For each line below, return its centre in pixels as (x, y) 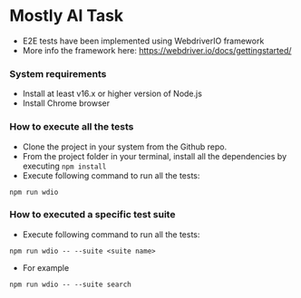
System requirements (58, 73)
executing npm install (64, 166)
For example (46, 267)
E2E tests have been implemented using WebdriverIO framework (143, 41)
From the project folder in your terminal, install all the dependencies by (155, 156)
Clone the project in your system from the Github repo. (125, 147)
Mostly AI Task (67, 16)
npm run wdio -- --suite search (70, 284)
